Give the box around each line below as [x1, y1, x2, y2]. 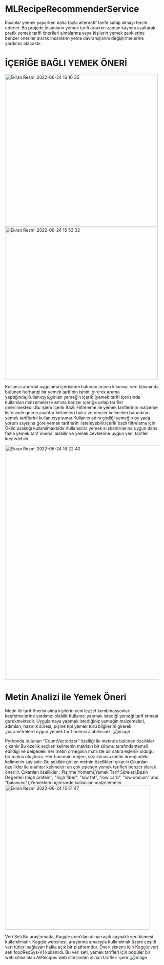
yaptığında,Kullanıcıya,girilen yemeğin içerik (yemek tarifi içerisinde [5, 394, 141, 400]
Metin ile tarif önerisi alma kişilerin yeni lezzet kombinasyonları [5, 708, 131, 714]
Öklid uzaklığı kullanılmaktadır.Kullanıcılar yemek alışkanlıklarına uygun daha [5, 425, 158, 431]
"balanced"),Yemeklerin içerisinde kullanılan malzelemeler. [5, 779, 123, 785]
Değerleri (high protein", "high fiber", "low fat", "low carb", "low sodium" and [5, 774, 159, 780]
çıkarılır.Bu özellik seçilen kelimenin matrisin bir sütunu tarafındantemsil [5, 743, 148, 749]
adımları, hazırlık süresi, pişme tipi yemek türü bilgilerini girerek [5, 723, 132, 729]
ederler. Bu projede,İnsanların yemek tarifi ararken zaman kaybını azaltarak [5, 24, 156, 30]
